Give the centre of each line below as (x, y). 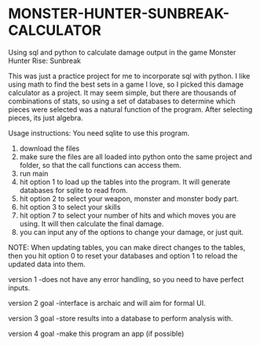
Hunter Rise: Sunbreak (44, 61)
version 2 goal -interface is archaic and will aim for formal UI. (107, 303)
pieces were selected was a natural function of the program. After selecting (130, 109)
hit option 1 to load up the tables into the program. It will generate (125, 181)
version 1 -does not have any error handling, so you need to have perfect (126, 279)
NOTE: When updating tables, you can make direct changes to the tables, (127, 247)
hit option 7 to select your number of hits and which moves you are (128, 215)
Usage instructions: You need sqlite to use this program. (99, 133)
